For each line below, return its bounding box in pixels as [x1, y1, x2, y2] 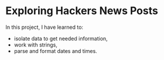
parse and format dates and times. [13, 47, 97, 54]
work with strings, [13, 41, 58, 48]
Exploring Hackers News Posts [5, 4, 159, 18]
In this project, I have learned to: [5, 24, 83, 31]
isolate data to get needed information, [13, 35, 108, 42]
